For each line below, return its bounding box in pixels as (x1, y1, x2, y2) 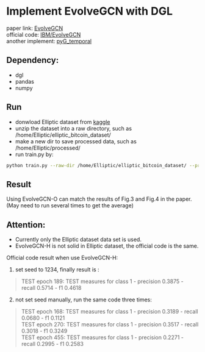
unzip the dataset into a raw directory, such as (15, 124, 132, 132)
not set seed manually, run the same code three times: (15, 296, 153, 303)
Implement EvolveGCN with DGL (6, 4, 173, 18)
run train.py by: (15, 151, 54, 158)
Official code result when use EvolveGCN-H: (6, 254, 118, 262)
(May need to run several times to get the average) (6, 202, 134, 209)
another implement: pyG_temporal (6, 37, 92, 45)
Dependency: (6, 55, 59, 65)
